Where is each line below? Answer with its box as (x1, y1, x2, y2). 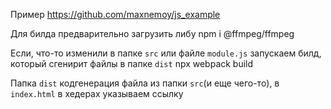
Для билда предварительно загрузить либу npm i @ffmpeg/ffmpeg (10, 28, 295, 39)
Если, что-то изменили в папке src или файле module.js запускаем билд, (10, 47, 322, 59)
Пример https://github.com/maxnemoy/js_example (10, 9, 221, 20)
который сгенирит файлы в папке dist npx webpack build (10, 58, 254, 69)
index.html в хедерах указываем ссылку (10, 88, 184, 99)
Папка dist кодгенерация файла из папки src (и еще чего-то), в (10, 77, 280, 89)
